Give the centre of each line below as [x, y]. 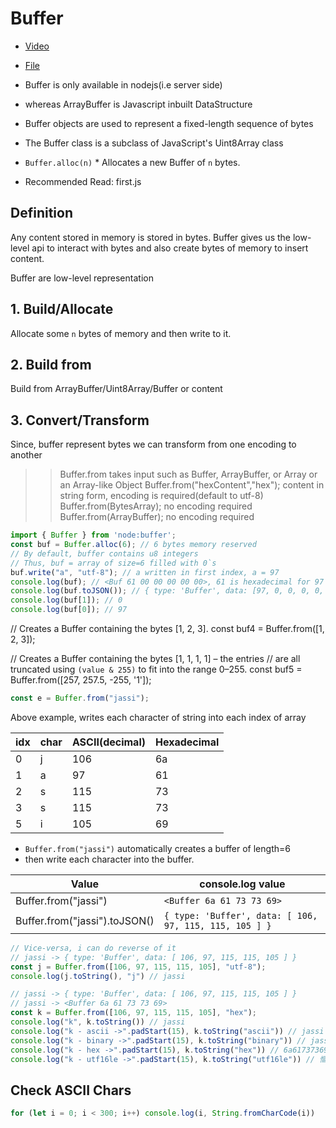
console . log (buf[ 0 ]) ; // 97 [69, 610]
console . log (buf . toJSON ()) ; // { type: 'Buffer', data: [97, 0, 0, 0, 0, [167, 591]
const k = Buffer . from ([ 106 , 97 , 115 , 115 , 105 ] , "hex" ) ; [134, 1013]
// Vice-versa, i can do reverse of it [93, 948]
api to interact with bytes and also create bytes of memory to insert [170, 248]
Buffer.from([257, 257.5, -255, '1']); [81, 680]
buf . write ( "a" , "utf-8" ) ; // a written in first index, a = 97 [145, 572]
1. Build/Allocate [62, 309]
